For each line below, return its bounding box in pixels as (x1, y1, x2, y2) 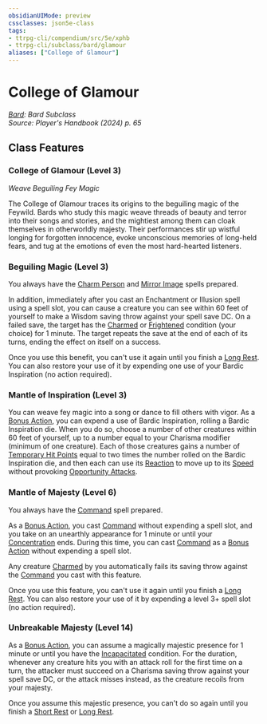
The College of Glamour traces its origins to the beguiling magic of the (8, 199, 240, 208)
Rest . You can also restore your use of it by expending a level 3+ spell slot (8, 594, 251, 603)
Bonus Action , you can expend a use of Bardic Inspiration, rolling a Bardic (8, 416, 249, 425)
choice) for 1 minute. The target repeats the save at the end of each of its (8, 328, 249, 338)
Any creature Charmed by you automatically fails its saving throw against (8, 561, 249, 571)
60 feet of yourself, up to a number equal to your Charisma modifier (8, 433, 231, 443)
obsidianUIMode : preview (8, 11, 91, 20)
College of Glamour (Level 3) (8, 165, 122, 176)
